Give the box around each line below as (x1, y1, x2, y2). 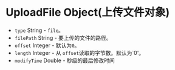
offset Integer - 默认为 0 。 (14, 42, 80, 49)
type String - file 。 (14, 27, 64, 34)
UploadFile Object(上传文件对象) (5, 5, 170, 19)
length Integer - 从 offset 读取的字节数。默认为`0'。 (14, 49, 145, 56)
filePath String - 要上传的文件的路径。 (14, 34, 112, 41)
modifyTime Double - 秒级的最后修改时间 (14, 57, 115, 64)
